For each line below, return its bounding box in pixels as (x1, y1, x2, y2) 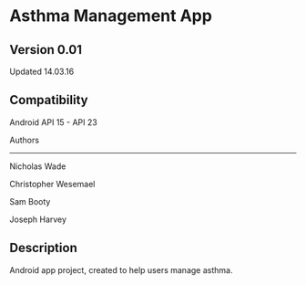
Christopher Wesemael (9, 178, 96, 189)
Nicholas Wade (9, 161, 66, 172)
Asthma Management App (9, 5, 212, 26)
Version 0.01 (9, 42, 82, 58)
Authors (9, 134, 39, 145)
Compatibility (9, 92, 88, 108)
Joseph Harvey (9, 214, 66, 225)
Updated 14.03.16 (9, 66, 75, 77)
